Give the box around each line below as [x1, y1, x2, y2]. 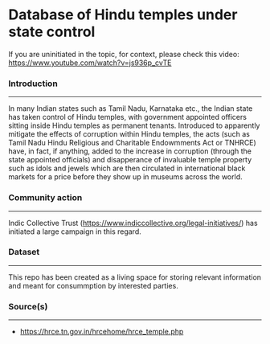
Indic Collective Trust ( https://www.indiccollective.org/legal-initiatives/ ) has [8, 218, 259, 227]
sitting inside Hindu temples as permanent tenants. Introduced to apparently [8, 121, 260, 130]
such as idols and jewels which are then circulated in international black [8, 163, 246, 174]
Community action [8, 192, 83, 203]
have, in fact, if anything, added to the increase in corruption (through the [8, 146, 252, 156]
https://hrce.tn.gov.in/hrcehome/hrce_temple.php [19, 327, 184, 337]
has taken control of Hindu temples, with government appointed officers [8, 113, 247, 122]
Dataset [8, 247, 40, 258]
